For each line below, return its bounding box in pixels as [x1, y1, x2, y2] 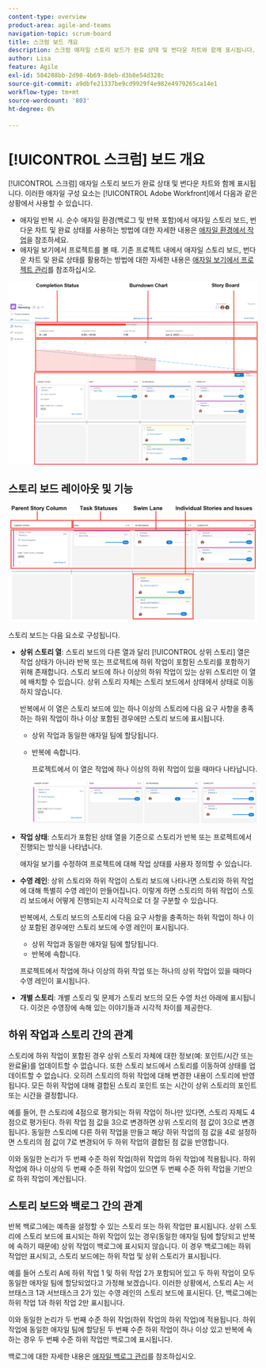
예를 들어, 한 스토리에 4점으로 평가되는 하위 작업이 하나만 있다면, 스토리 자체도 [8, 1107, 249, 1116]
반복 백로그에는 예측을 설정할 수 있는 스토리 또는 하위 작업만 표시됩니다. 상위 [8, 1222, 243, 1232]
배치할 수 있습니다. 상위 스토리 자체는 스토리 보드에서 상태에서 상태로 [28, 677, 240, 686]
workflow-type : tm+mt [8, 88, 80, 96]
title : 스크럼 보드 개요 [8, 38, 79, 46]
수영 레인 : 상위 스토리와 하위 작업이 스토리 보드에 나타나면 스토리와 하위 [19, 875, 239, 885]
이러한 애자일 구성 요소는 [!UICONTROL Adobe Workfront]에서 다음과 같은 [25, 189, 258, 198]
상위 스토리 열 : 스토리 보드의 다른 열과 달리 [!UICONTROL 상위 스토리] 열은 [19, 647, 251, 657]
